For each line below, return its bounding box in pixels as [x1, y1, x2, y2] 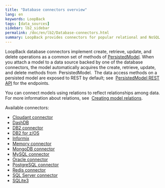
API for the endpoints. [5, 80, 50, 86]
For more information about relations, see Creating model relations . [5, 95, 143, 101]
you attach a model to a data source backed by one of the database [5, 59, 143, 65]
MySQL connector [12, 151, 50, 157]
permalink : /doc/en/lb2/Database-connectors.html [5, 30, 110, 35]
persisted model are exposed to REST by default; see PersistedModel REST [5, 75, 160, 81]
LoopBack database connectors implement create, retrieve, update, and [5, 48, 152, 55]
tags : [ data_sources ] [5, 21, 50, 26]
